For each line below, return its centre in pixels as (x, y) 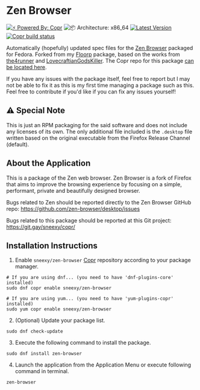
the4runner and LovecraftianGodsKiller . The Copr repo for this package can (100, 60)
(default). (18, 144)
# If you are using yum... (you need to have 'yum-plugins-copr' (90, 299)
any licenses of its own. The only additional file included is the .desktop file (99, 131)
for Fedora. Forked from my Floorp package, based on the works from (93, 54)
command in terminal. (42, 371)
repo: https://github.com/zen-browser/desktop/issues (73, 209)
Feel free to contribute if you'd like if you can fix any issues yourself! (91, 92)
